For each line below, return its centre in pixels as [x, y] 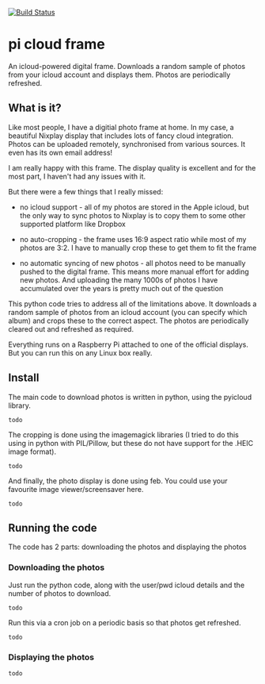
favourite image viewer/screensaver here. [76, 489]
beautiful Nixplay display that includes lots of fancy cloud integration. [121, 136]
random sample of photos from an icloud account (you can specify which [128, 312]
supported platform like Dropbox [73, 224]
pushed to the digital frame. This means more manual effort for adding [134, 271]
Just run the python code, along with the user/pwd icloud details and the [127, 585]
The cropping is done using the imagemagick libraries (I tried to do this [123, 434]
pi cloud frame [57, 44]
